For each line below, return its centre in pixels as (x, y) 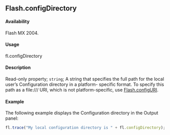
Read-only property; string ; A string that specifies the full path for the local (85, 79)
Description (18, 67)
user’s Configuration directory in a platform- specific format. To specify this (85, 84)
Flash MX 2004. (22, 33)
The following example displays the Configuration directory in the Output (82, 113)
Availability (17, 21)
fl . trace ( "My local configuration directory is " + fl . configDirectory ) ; (86, 128)
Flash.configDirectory (41, 8)
